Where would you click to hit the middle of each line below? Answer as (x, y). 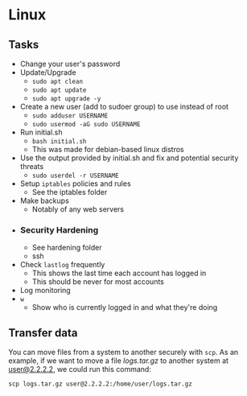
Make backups (45, 200)
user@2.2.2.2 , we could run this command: (80, 369)
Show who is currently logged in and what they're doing (125, 307)
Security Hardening (59, 229)
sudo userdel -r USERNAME (75, 175)
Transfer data (43, 333)
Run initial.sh (41, 132)
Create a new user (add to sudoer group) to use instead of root (124, 107)
